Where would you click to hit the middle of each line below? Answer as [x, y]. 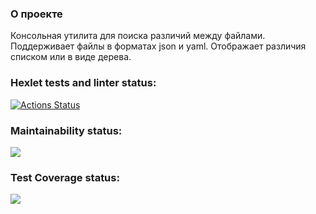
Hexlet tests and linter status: [83, 83]
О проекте [36, 14]
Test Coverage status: [65, 177]
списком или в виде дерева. [71, 57]
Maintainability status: [66, 130]
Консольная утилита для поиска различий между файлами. [138, 36]
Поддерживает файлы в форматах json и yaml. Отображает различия [158, 46]
